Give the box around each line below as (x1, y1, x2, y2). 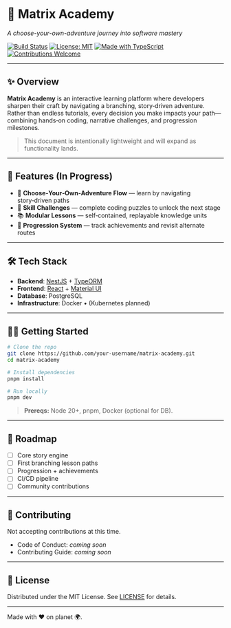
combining (7, 116, 38, 124)
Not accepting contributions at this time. (7, 528, 122, 536)
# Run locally (7, 388, 48, 395)
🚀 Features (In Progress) (7, 171, 113, 182)
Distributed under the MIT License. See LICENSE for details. (7, 593, 177, 601)
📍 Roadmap (7, 433, 57, 444)
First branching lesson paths (16, 459, 98, 467)
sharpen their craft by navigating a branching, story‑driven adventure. (7, 101, 205, 109)
